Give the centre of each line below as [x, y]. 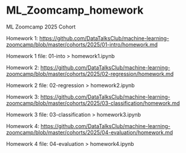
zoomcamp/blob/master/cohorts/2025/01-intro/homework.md [82, 44]
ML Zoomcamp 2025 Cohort [41, 27]
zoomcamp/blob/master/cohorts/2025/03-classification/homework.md [93, 103]
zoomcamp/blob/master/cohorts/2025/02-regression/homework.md [90, 74]
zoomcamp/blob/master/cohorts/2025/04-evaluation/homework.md [90, 132]
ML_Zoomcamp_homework [75, 10]
